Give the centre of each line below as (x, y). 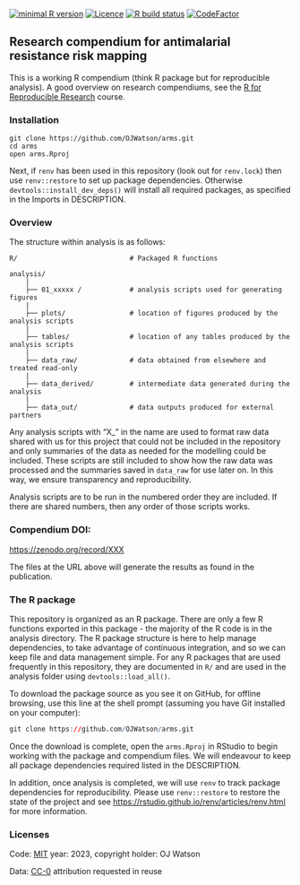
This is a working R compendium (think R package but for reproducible (140, 77)
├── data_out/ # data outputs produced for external (150, 408)
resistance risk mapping (78, 56)
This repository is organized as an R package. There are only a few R (137, 619)
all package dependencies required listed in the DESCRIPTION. (125, 765)
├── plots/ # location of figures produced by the (152, 314)
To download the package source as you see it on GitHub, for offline (135, 694)
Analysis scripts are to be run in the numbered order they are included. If (143, 497)
